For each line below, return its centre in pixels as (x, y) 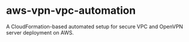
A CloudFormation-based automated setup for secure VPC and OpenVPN (95, 26)
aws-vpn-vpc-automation (71, 11)
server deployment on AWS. (40, 32)
